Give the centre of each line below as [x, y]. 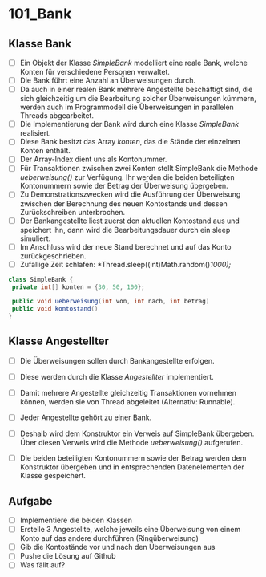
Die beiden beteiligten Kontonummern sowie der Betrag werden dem [133, 458]
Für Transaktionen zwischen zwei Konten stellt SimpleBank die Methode [139, 169]
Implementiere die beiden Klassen [76, 520]
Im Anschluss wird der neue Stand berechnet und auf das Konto [125, 246]
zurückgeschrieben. [53, 256]
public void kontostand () [55, 309]
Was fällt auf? [42, 565]
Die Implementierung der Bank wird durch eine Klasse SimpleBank [129, 124]
